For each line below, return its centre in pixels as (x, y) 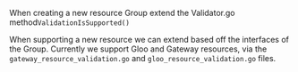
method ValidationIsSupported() (69, 22)
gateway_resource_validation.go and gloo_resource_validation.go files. (143, 58)
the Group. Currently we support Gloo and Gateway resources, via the (138, 49)
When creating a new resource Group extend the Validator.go (122, 13)
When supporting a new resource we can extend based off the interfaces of (149, 40)
